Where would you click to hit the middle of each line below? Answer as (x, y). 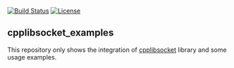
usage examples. (32, 57)
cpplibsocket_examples (61, 33)
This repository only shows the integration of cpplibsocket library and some (117, 50)
